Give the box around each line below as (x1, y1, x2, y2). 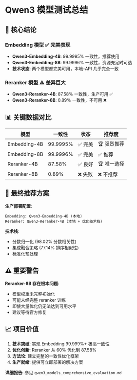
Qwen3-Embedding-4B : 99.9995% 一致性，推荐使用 (12, 53, 119, 59)
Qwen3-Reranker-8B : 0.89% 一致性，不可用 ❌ (12, 97, 107, 103)
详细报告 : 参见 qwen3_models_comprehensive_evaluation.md (5, 370, 122, 376)
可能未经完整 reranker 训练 (12, 297, 66, 303)
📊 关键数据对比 (5, 113, 52, 121)
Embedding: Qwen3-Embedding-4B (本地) (5, 214, 82, 218)
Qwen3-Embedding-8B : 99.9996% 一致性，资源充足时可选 (12, 59, 133, 65)
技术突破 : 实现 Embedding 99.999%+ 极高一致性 (12, 341, 110, 347)
